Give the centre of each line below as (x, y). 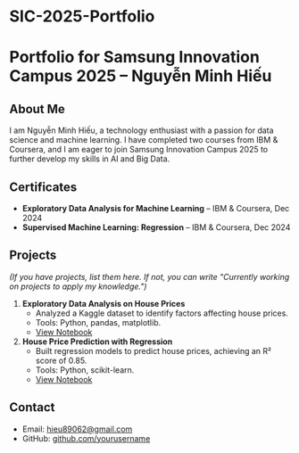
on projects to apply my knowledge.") (78, 286)
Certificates (43, 187)
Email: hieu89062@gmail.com (77, 429)
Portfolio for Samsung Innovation (135, 58)
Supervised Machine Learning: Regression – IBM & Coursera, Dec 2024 (156, 227)
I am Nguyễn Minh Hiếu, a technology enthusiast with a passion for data (141, 130)
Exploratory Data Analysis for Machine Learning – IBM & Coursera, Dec (156, 208)
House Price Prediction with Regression (97, 342)
